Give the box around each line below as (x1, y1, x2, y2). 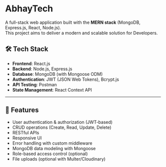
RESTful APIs (12, 129, 40, 135)
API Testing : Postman (12, 81, 57, 87)
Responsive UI (12, 135, 42, 141)
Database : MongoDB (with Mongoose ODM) (12, 71, 103, 77)
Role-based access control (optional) (12, 151, 88, 157)
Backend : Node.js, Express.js (12, 65, 73, 72)
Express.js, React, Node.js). (5, 24, 61, 30)
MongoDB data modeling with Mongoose (12, 145, 96, 151)
